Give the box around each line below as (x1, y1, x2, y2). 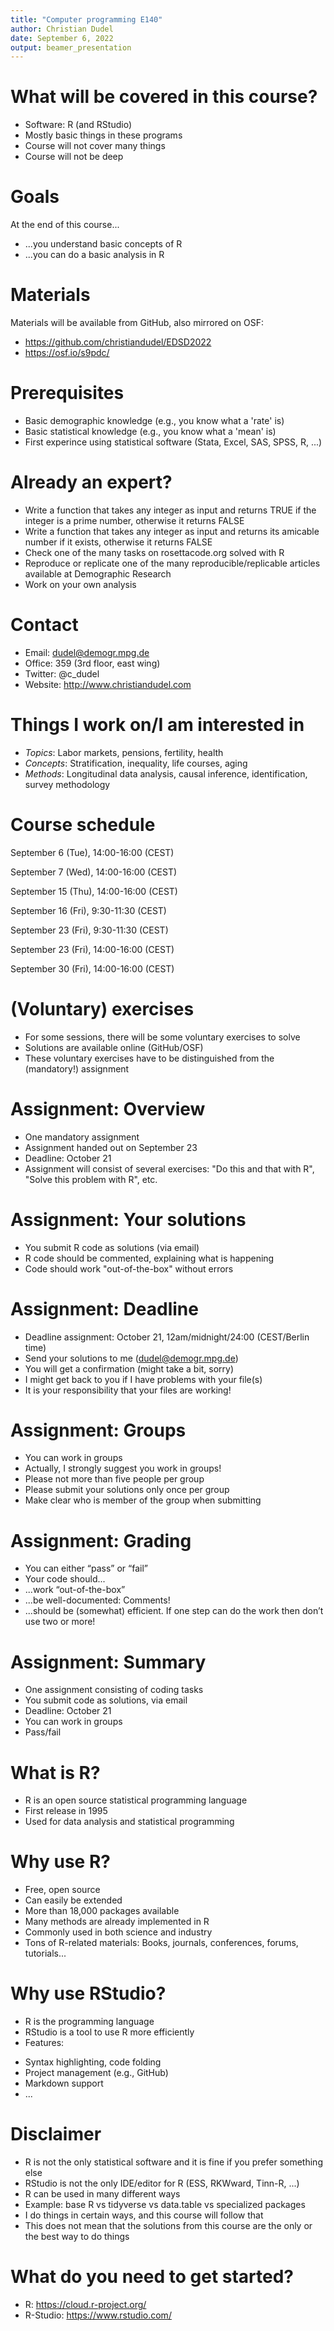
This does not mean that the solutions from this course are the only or (24, 2220, 313, 2232)
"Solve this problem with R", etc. (24, 1173, 158, 1185)
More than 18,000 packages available (24, 1905, 180, 1917)
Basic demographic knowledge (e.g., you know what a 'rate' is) (24, 415, 285, 426)
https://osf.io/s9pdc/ (24, 347, 110, 359)
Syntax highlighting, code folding (24, 2056, 162, 2068)
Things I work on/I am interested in (10, 714, 305, 736)
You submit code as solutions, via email (24, 1694, 188, 1706)
